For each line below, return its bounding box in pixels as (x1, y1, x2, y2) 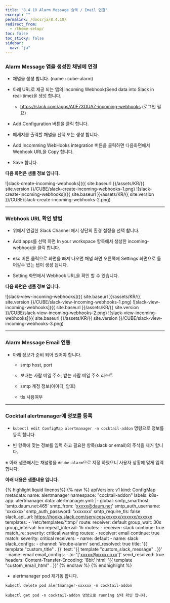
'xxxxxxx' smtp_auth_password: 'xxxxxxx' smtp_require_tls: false (5, 508, 141, 514)
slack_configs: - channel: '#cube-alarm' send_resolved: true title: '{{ (5, 540, 148, 547)
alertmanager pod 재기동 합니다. (12, 572, 78, 579)
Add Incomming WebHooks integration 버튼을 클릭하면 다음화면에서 (12, 142, 150, 148)
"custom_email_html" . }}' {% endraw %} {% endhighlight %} (5, 562, 133, 568)
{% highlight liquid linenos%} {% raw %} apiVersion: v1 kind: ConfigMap (5, 487, 156, 493)
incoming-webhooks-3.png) (5, 321, 64, 327)
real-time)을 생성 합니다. (12, 93, 62, 99)
